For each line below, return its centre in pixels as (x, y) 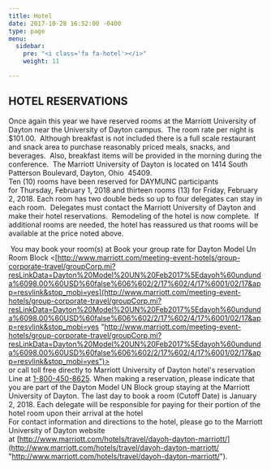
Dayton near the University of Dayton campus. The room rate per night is (131, 129)
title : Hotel (30, 16)
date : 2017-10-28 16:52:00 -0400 (65, 24)
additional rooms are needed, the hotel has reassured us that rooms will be (133, 224)
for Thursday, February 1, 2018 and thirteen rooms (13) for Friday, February (133, 190)
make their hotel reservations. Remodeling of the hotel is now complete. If (134, 215)
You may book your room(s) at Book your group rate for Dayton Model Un (133, 249)
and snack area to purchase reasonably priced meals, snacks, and (119, 146)
